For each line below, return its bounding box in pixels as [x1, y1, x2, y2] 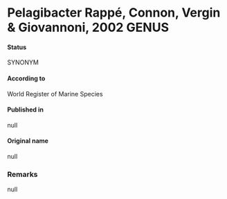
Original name [7, 137, 48, 145]
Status [7, 43, 27, 51]
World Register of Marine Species [7, 89, 103, 98]
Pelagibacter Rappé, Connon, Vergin [7, 5, 221, 21]
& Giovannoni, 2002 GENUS [7, 19, 170, 35]
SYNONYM [7, 58, 39, 67]
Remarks [7, 169, 38, 179]
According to [7, 74, 46, 83]
